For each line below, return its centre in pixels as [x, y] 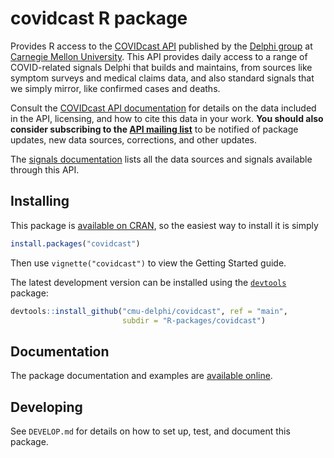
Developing [46, 407]
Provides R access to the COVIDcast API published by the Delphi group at [161, 46]
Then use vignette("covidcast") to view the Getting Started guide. [148, 263]
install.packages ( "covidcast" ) [75, 243]
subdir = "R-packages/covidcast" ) [194, 320]
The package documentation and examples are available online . [141, 376]
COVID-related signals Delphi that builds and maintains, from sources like [161, 67]
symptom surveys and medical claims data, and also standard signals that [162, 78]
